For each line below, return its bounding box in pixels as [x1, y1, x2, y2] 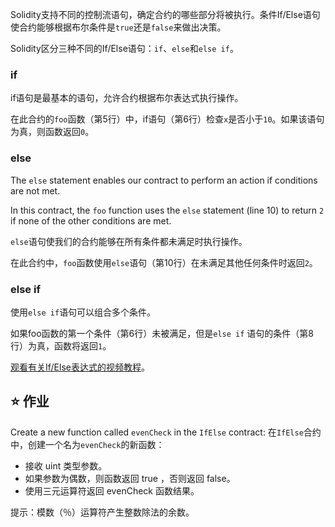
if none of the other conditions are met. [10, 214, 172, 227]
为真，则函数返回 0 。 [10, 126, 95, 138]
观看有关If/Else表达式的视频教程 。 [10, 361, 150, 373]
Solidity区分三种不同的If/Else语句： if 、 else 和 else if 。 [10, 43, 239, 54]
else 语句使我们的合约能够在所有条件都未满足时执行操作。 [10, 235, 248, 247]
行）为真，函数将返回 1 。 [10, 339, 112, 352]
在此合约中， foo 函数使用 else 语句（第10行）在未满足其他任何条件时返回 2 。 [10, 256, 318, 268]
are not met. [10, 184, 61, 197]
